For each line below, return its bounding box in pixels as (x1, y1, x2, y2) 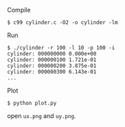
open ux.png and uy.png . (7, 112, 76, 119)
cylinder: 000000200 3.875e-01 (7, 62, 97, 69)
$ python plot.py (7, 100, 57, 106)
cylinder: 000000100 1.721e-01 (7, 56, 97, 63)
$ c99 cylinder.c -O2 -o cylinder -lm (7, 19, 118, 26)
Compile (7, 6, 31, 14)
